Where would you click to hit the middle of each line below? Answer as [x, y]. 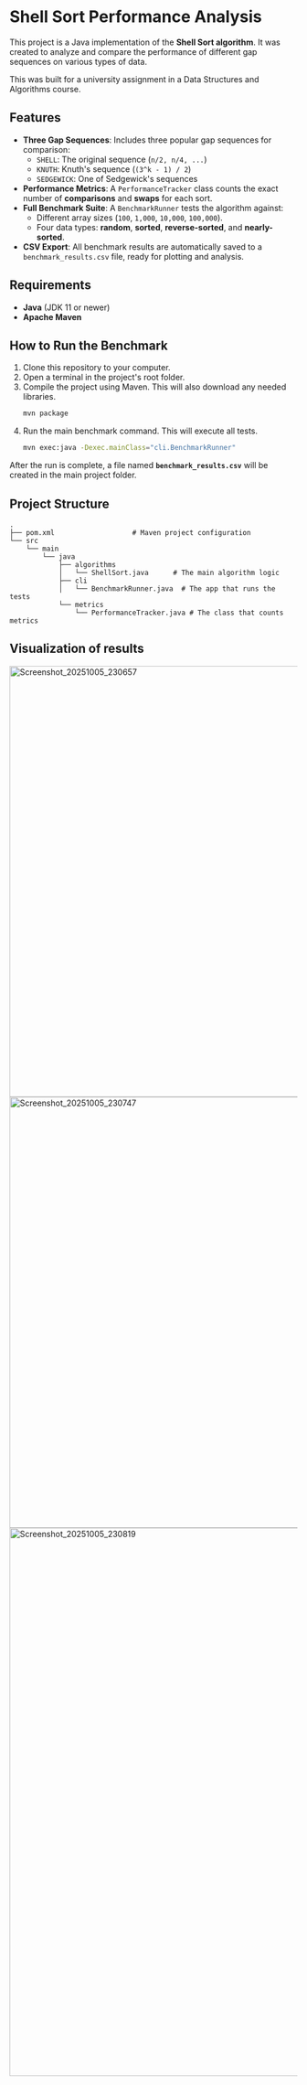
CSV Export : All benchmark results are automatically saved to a [143, 246]
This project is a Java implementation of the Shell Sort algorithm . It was [145, 42]
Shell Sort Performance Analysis [136, 17]
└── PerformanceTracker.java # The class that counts [179, 613]
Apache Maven [52, 316]
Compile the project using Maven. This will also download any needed [154, 387]
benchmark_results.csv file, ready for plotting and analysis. [133, 256]
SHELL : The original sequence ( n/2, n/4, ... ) [122, 159]
